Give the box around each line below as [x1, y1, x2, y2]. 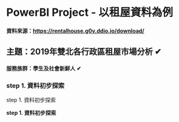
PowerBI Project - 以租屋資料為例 [6, 5, 174, 19]
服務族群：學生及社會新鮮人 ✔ [6, 64, 82, 72]
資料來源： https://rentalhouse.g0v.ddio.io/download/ [6, 27, 144, 34]
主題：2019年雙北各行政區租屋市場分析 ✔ [6, 47, 162, 57]
